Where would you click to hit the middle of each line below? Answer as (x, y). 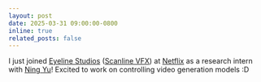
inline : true (30, 31)
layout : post (30, 16)
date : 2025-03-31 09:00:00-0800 (63, 23)
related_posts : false (45, 38)
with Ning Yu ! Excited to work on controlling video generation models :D (129, 70)
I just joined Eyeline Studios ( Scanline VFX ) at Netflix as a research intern (131, 61)
